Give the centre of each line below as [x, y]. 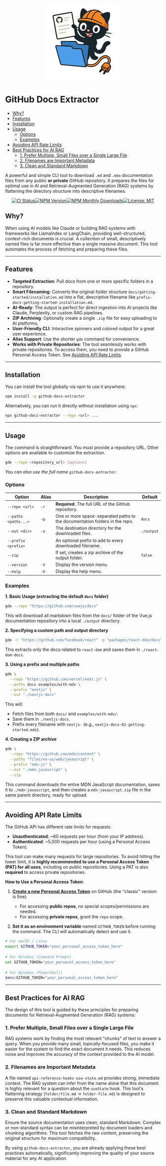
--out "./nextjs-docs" [33, 695]
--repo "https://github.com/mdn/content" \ [55, 754]
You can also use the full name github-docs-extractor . [61, 472]
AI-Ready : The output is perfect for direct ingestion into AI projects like [85, 307]
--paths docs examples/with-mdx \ [45, 684]
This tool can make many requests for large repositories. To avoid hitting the [83, 857]
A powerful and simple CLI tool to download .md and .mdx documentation [79, 175]
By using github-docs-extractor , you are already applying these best [75, 1148]
